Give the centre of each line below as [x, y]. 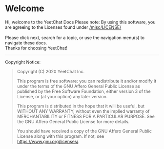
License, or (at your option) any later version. [62, 96]
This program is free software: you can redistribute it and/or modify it [87, 81]
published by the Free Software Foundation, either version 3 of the [84, 91]
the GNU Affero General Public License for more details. [73, 121]
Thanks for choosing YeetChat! [36, 48]
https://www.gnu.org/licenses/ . [48, 141]
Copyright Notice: [23, 62]
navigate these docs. [26, 43]
